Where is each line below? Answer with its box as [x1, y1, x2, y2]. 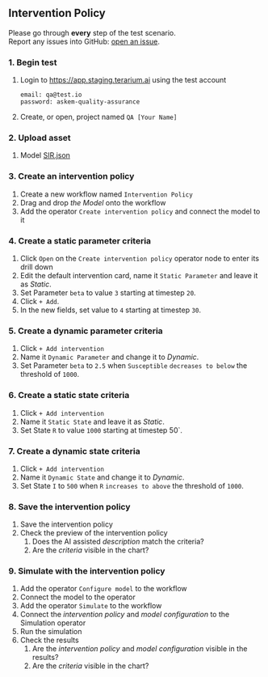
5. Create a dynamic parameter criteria [8, 325, 163, 336]
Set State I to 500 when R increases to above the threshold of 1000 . [19, 480, 245, 490]
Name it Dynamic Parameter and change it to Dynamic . [19, 352, 199, 362]
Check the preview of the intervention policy [19, 528, 168, 538]
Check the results [19, 635, 79, 645]
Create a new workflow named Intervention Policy [19, 189, 194, 199]
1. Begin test [8, 57, 58, 68]
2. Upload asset [8, 133, 71, 144]
